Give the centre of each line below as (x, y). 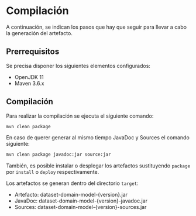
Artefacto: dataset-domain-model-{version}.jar (71, 195)
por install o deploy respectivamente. (53, 172)
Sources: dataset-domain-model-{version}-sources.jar (80, 207)
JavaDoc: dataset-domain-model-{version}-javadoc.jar (81, 201)
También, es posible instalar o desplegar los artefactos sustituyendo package (98, 166)
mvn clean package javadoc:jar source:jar (59, 155)
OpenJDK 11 (29, 77)
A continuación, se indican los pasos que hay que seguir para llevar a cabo (97, 27)
